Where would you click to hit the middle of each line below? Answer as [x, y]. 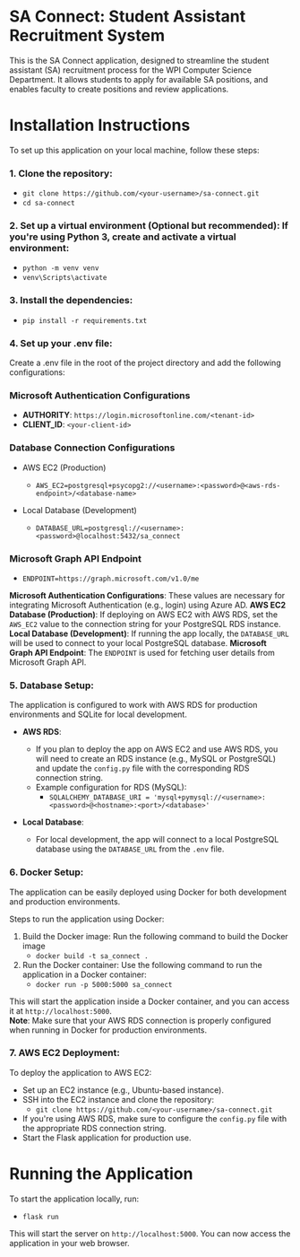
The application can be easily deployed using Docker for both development [148, 892]
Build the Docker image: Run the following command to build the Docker [155, 936]
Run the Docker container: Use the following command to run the [142, 965]
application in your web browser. [69, 1243]
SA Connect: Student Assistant [128, 17]
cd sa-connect [48, 204]
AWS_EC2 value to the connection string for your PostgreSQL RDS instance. [145, 624]
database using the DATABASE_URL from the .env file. [130, 849]
